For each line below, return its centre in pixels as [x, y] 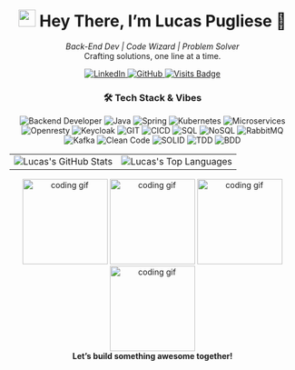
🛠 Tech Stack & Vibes [152, 97]
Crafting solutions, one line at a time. [152, 55]
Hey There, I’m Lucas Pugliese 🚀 [163, 21]
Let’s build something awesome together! [152, 356]
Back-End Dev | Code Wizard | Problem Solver [152, 46]
